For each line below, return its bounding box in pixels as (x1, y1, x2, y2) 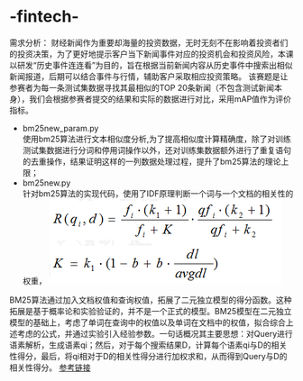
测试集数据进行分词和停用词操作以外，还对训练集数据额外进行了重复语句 (22, 144, 291, 155)
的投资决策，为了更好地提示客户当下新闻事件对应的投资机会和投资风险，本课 (9, 48, 294, 59)
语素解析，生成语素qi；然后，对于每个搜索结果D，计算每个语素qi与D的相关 (9, 340, 288, 350)
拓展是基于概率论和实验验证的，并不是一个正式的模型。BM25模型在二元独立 (9, 305, 292, 316)
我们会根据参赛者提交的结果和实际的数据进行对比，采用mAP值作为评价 (28, 93, 291, 104)
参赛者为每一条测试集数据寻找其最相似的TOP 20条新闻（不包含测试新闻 (9, 82, 275, 93)
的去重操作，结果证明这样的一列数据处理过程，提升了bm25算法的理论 (22, 156, 281, 167)
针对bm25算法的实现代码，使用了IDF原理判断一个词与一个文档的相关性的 (22, 187, 294, 199)
